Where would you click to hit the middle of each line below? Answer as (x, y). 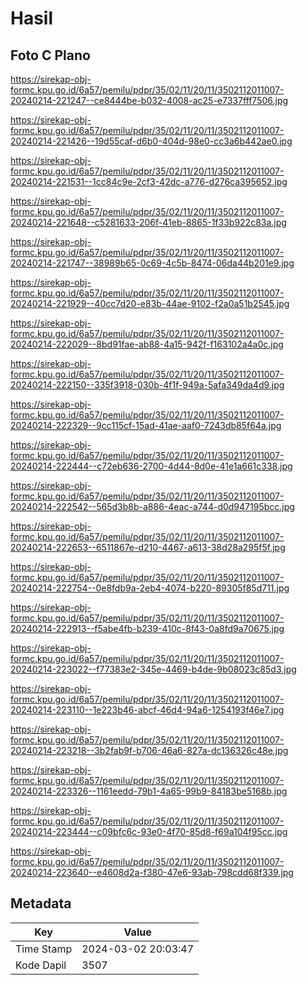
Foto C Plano (50, 55)
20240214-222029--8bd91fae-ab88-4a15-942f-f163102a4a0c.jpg (147, 344)
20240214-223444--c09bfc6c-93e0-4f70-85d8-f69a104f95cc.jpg (149, 831)
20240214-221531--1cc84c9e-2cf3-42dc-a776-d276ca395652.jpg (149, 181)
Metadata (41, 903)
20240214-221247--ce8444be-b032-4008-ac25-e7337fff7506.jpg (149, 100)
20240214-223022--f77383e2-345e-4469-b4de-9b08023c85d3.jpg (153, 669)
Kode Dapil (41, 965)
